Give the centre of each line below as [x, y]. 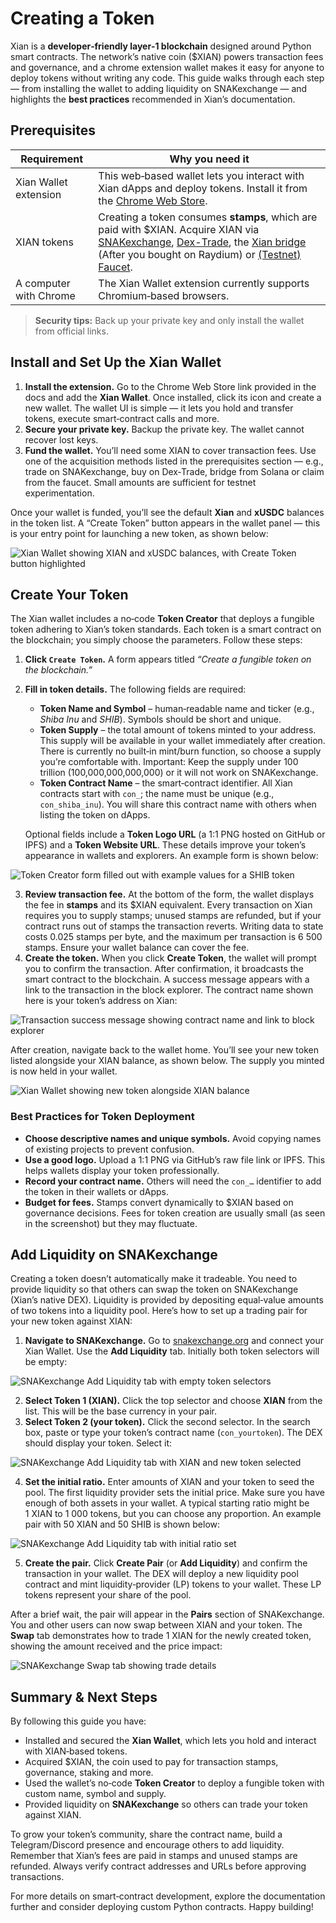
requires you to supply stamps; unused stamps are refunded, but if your [173, 916]
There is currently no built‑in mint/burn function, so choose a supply [180, 751]
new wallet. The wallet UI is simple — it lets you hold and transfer [159, 408]
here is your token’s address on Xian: [101, 1001]
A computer [43, 283]
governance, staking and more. [89, 1773]
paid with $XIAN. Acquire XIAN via [179, 229]
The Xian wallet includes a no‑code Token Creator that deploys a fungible [162, 619]
